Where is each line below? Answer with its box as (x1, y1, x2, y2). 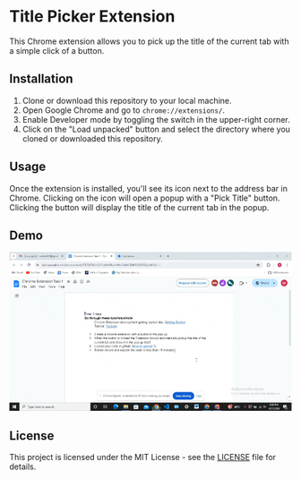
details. (9, 461, 37, 472)
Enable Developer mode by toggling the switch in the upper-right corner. (21, 114, 290, 124)
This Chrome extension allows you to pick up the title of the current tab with (9, 36, 289, 47)
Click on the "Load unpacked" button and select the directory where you (21, 124, 291, 134)
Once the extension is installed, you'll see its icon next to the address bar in (9, 183, 288, 193)
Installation (9, 72, 73, 87)
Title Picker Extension (9, 6, 176, 27)
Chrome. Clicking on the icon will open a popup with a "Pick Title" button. (9, 192, 280, 203)
